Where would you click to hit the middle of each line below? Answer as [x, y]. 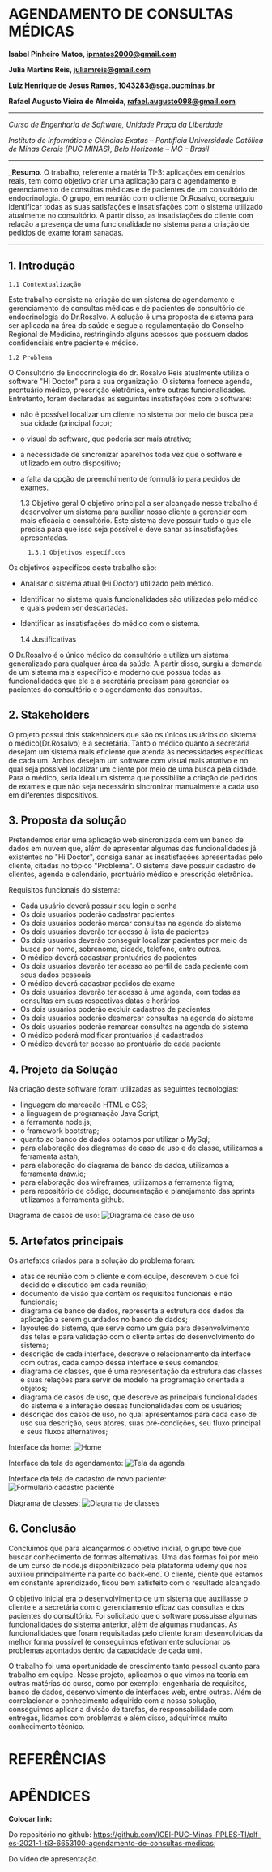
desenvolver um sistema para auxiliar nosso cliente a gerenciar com [134, 512]
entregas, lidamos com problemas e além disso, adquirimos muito [118, 1718]
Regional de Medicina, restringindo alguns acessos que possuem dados [128, 334]
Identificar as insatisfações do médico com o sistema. [110, 623]
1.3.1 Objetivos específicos [77, 552]
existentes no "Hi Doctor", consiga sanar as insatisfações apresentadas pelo [136, 857]
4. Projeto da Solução [64, 1069]
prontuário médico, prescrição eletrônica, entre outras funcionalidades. [127, 390]
